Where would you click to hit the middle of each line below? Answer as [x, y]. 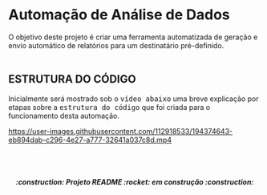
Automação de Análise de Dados [119, 15]
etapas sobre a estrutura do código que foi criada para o [109, 107]
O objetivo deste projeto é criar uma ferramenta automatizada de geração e [133, 37]
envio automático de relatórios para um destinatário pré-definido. [116, 45]
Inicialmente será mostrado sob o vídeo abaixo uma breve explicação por [133, 99]
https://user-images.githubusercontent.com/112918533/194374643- [121, 131]
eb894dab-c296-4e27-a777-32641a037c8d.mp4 [90, 140]
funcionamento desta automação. [64, 116]
